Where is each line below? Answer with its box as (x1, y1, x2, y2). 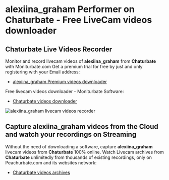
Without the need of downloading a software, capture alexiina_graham (5, 143, 153, 149)
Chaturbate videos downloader (12, 98, 77, 104)
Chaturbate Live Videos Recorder (5, 45, 112, 53)
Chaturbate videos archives (12, 169, 71, 175)
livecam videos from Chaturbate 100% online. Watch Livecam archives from (5, 149, 164, 155)
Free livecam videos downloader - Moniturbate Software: (5, 88, 124, 94)
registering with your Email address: (5, 69, 80, 75)
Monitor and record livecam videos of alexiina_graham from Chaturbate (5, 58, 156, 64)
